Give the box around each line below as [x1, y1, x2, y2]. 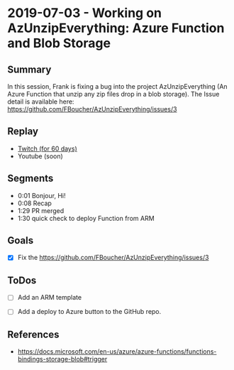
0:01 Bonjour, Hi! [17, 191, 66, 200]
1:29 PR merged [17, 206, 65, 214]
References [7, 328, 60, 340]
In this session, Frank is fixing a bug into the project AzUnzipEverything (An [7, 82, 228, 90]
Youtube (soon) [17, 151, 64, 160]
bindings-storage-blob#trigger [17, 355, 108, 364]
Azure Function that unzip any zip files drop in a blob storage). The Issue [7, 90, 220, 98]
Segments [7, 173, 54, 185]
